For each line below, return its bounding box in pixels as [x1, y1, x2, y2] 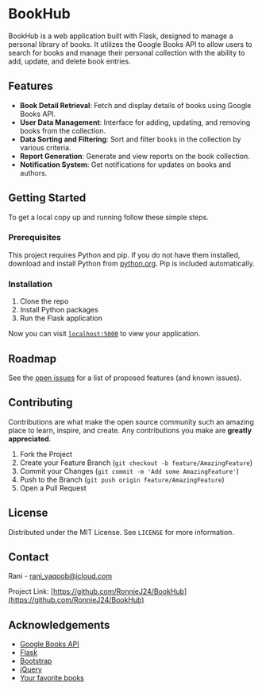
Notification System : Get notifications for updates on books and [19, 160, 232, 169]
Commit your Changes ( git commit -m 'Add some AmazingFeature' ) [19, 466, 240, 475]
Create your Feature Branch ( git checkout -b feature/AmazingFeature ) [19, 458, 253, 467]
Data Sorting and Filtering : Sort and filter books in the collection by [19, 134, 241, 144]
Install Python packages [19, 305, 99, 315]
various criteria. [19, 142, 71, 152]
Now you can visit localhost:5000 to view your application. [8, 329, 201, 339]
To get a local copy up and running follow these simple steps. [8, 212, 209, 222]
